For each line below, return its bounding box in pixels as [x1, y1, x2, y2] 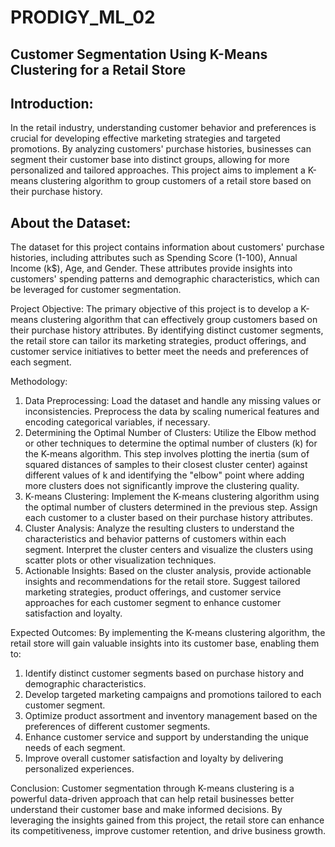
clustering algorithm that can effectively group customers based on [40, 314, 318, 326]
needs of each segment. [24, 742, 126, 754]
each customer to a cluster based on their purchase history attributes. [24, 512, 314, 524]
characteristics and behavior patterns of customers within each [24, 533, 287, 545]
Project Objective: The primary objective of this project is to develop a [10, 303, 299, 315]
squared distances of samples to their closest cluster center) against [24, 459, 308, 471]
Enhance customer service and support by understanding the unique [24, 731, 309, 743]
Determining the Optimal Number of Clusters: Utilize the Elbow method [24, 427, 317, 439]
